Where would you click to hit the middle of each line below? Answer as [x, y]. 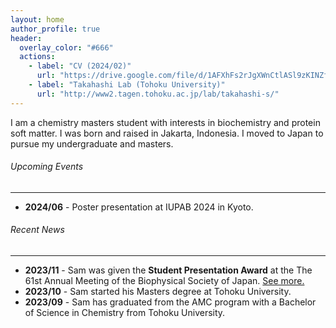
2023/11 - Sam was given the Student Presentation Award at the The [168, 270]
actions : [37, 57]
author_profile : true [55, 29]
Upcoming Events [47, 167]
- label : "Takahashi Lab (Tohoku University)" [127, 85]
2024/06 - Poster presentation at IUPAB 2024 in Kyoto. [139, 207]
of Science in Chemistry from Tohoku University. [125, 313]
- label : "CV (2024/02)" [80, 66]
